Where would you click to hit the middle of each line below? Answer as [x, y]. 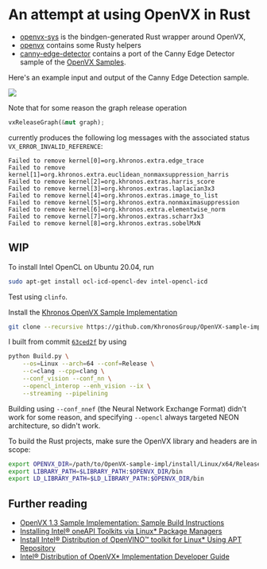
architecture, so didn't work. [54, 425]
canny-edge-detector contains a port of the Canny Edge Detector [127, 53]
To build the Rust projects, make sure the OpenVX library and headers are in [133, 441]
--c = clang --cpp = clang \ [64, 372]
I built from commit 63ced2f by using [68, 342]
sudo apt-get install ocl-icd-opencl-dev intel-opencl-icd [108, 281]
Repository [37, 548]
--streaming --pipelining [66, 393]
